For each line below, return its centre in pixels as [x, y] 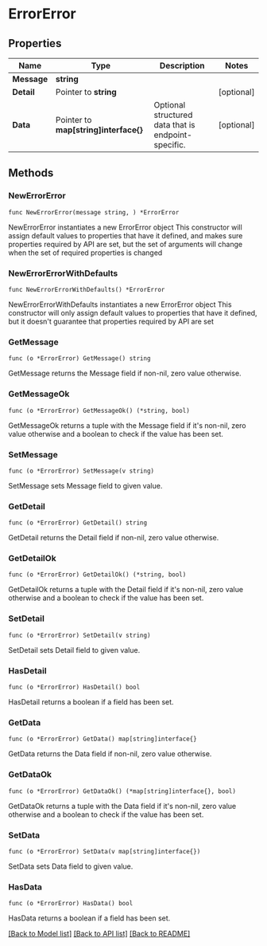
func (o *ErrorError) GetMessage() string [79, 359]
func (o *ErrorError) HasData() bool [71, 904]
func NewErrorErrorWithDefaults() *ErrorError [87, 289]
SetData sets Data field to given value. [71, 866]
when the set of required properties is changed [85, 253]
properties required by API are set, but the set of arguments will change [126, 244]
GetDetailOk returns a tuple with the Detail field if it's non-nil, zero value [126, 590]
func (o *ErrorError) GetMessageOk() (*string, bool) [99, 410]
